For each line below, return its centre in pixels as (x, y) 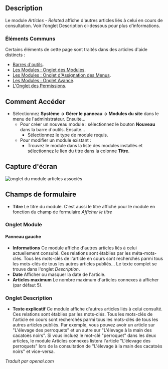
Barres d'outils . (28, 65)
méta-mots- (144, 253)
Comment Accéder (35, 101)
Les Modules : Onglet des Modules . (49, 70)
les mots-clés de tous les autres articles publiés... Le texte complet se (85, 264)
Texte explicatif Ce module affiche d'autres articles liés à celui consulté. (88, 309)
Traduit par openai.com (30, 361)
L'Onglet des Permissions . (39, 86)
